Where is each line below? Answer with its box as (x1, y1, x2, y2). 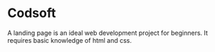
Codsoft (7, 5, 56, 21)
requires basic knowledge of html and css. (7, 36, 132, 44)
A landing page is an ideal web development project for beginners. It (7, 28, 209, 37)
